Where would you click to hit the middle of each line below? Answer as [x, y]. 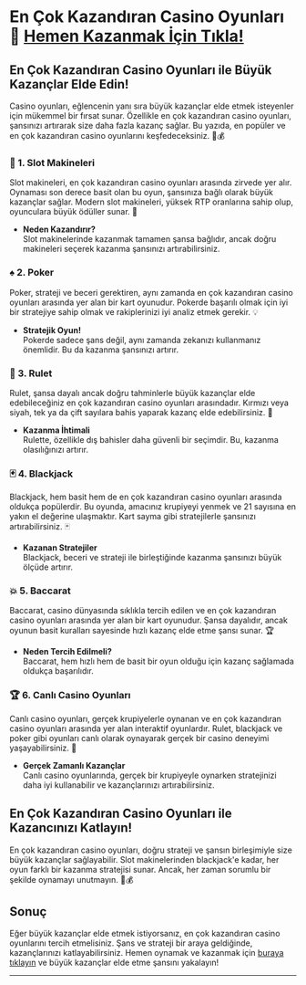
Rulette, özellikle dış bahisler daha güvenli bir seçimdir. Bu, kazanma [151, 439]
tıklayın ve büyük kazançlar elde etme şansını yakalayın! [114, 963]
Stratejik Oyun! [52, 330]
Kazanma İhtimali [56, 430]
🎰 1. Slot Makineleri [52, 162]
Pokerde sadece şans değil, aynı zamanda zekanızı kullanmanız [142, 340]
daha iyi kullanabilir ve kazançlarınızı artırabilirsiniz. [119, 785]
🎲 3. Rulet [31, 373]
